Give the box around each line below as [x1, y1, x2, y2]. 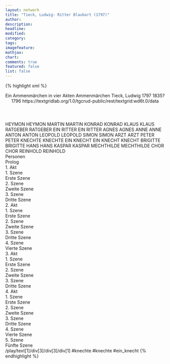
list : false [5, 69, 30, 74]
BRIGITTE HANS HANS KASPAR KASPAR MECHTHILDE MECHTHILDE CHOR [5, 143, 164, 149]
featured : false [5, 64, 39, 69]
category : [5, 36, 26, 41]
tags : [5, 41, 17, 46]
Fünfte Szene [5, 342, 33, 348]
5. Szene [5, 337, 24, 343]
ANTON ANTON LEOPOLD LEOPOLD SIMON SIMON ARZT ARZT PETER [5, 132, 155, 138]
